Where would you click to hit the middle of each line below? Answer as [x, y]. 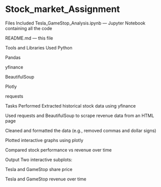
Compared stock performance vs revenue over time [58, 150]
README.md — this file [29, 38]
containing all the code [29, 28]
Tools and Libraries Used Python [39, 47]
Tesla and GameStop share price [39, 169]
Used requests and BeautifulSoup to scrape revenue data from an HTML [80, 115]
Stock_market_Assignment [62, 9]
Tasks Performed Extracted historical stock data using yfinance [70, 105]
